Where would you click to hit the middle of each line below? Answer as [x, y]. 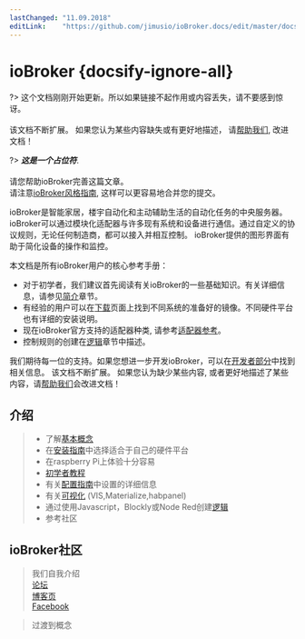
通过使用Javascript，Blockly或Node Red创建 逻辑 [137, 507]
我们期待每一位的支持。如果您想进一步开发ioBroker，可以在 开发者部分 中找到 [152, 361]
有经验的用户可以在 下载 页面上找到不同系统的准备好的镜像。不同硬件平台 [157, 308]
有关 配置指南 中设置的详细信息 [101, 484]
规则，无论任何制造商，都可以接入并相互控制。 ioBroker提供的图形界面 [149, 235]
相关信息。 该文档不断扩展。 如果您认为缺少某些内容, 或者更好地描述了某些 [149, 373]
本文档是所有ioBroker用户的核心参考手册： [89, 265]
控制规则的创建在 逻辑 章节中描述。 [86, 342]
